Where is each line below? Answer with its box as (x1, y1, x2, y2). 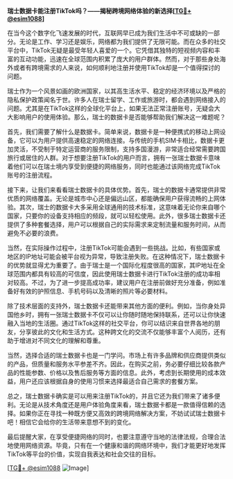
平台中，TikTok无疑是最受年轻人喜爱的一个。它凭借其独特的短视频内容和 (7, 46, 215, 54)
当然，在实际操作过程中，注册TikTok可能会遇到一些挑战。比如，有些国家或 (7, 244, 221, 252)
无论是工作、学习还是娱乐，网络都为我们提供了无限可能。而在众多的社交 (19, 37, 226, 46)
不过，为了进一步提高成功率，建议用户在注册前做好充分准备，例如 (31, 279, 220, 286)
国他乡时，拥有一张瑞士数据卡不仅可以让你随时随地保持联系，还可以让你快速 (7, 311, 226, 318)
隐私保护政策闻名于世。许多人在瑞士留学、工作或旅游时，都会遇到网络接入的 (7, 96, 226, 103)
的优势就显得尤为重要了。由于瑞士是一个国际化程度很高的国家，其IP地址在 (7, 261, 220, 269)
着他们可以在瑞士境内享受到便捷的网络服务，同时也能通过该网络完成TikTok (7, 162, 221, 171)
